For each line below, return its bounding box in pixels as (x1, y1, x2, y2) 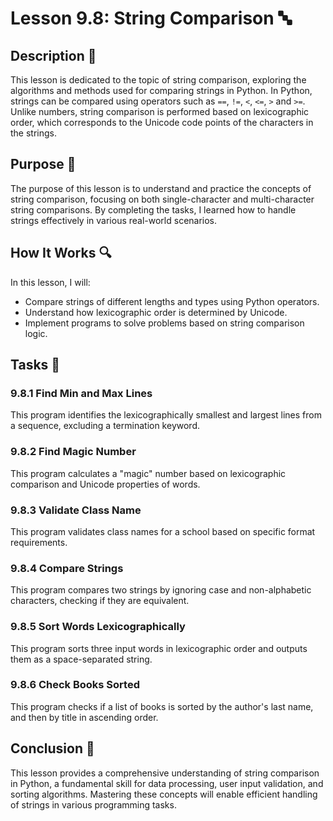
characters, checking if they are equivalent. (10, 595, 190, 607)
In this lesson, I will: (10, 276, 91, 288)
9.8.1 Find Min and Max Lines (10, 386, 153, 400)
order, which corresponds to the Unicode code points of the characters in (10, 117, 314, 128)
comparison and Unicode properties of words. (10, 478, 201, 490)
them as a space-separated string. (10, 653, 153, 665)
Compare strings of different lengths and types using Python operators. (24, 295, 320, 307)
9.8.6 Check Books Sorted (10, 678, 140, 692)
